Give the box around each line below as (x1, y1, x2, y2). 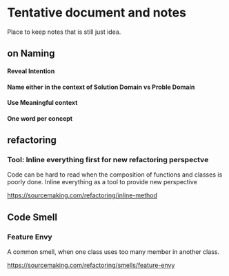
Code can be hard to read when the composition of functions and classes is (7, 170, 223, 179)
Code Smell (7, 211, 57, 223)
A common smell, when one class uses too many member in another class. (7, 248, 219, 256)
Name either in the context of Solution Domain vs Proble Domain (7, 83, 195, 91)
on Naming (7, 48, 55, 59)
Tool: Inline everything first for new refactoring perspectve (7, 155, 209, 165)
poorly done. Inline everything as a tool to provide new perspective (7, 178, 198, 186)
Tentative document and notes (7, 5, 186, 21)
